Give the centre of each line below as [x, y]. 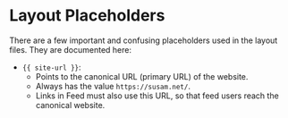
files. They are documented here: [71, 49]
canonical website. [70, 105]
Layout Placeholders [87, 16]
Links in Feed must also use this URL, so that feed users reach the [157, 96]
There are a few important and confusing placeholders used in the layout [144, 40]
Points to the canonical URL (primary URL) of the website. [142, 76]
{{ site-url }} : [52, 67]
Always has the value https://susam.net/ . [113, 86]
